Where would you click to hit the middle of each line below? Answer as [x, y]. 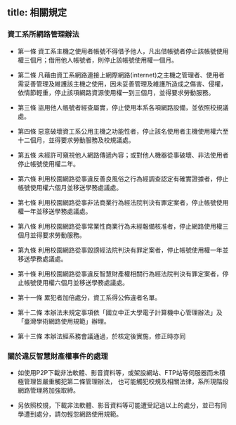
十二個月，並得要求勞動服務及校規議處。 [76, 140]
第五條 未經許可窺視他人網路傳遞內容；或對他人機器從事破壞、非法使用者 [123, 155]
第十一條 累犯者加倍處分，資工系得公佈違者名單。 [89, 297]
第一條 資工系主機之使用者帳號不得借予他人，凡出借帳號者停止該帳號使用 [123, 51]
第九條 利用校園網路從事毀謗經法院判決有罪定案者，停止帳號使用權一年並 [123, 250]
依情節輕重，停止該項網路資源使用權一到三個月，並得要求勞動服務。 [116, 92]
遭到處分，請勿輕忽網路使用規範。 [73, 414]
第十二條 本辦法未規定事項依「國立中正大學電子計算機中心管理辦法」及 [120, 312]
